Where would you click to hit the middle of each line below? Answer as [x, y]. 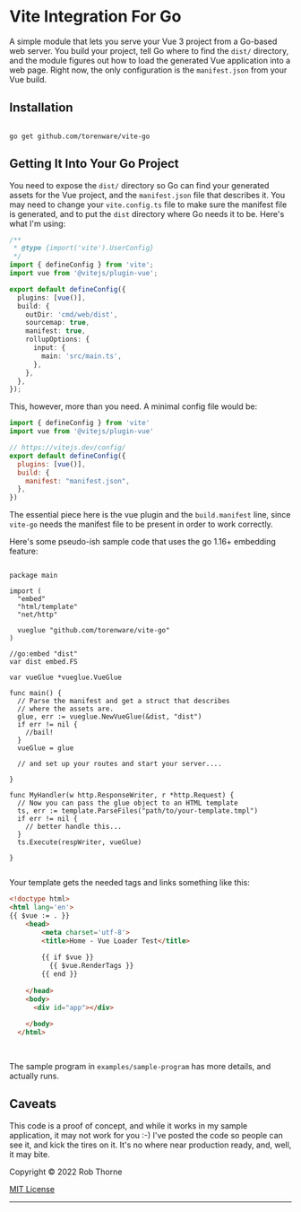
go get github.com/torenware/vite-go [80, 136]
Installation [41, 108]
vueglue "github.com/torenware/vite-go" [94, 631]
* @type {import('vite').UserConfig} [83, 249]
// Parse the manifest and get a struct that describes [124, 702]
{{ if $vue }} [68, 957]
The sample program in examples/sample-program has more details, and [140, 1066]
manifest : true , [56, 331]
